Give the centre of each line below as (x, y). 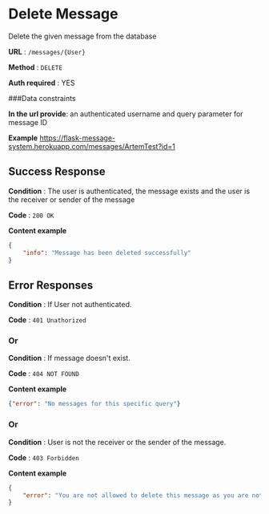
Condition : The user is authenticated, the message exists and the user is (129, 191)
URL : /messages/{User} (47, 51)
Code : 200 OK (31, 215)
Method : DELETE (35, 67)
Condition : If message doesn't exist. (69, 358)
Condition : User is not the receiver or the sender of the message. (117, 442)
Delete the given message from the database (82, 36)
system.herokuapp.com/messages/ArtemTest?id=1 (92, 146)
